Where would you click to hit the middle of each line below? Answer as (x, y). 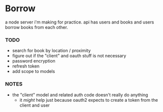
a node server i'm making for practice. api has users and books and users (80, 22)
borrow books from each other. (37, 27)
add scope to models (34, 71)
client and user (35, 105)
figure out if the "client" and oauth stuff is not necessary (69, 56)
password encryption (34, 61)
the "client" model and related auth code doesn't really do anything (80, 95)
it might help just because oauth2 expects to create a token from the (89, 100)
